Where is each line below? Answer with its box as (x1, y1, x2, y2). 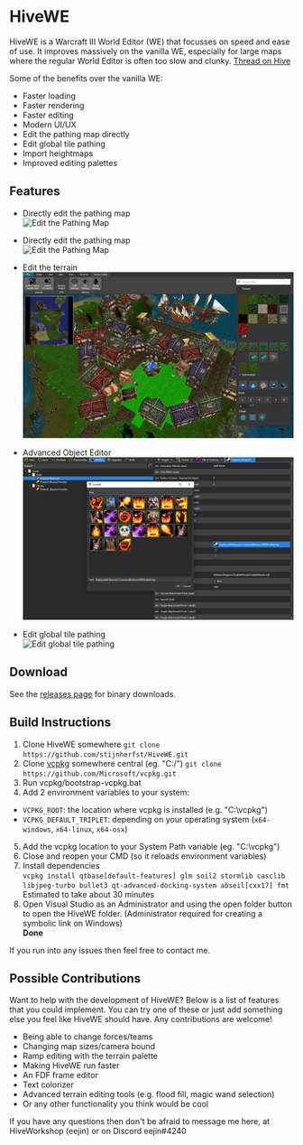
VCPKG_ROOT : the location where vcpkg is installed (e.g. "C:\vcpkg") (22, 804, 269, 815)
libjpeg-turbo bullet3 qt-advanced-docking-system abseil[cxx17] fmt (22, 880, 290, 890)
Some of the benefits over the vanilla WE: (9, 72, 163, 83)
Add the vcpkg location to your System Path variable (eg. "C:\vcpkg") (22, 841, 280, 852)
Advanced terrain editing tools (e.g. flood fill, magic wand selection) (22, 1089, 275, 1100)
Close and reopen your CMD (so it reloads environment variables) (22, 851, 267, 861)
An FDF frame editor (22, 1070, 99, 1081)
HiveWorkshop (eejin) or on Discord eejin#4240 (9, 1126, 187, 1137)
